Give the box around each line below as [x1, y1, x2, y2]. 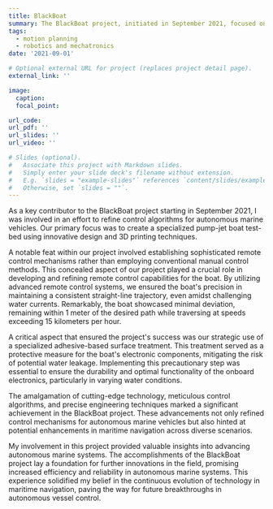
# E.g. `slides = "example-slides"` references [8, 176, 180, 184]
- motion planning [15, 34, 79, 43]
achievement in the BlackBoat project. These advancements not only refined [8, 408, 265, 418]
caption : [15, 94, 45, 102]
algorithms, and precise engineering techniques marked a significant [8, 399, 239, 410]
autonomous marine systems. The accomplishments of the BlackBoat [8, 450, 241, 459]
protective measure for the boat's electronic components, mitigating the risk [8, 350, 264, 360]
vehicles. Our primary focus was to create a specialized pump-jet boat [8, 223, 245, 233]
